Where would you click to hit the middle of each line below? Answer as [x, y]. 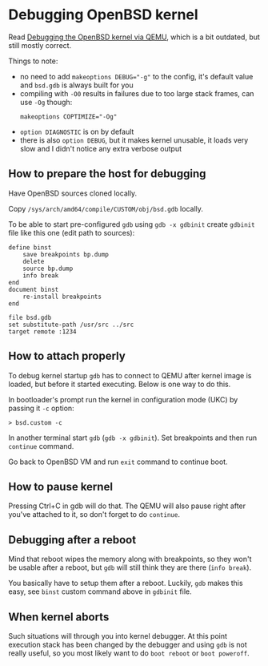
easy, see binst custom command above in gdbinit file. [100, 591]
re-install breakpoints [62, 297]
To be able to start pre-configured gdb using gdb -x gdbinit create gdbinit [132, 224]
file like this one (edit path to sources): [72, 232]
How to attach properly [67, 356]
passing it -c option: [41, 408]
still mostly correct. [40, 45]
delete [34, 261]
